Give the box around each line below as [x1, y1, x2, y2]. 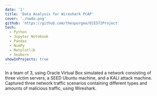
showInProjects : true [5, 57, 49, 62]
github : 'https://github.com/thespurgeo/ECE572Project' [5, 20, 120, 26]
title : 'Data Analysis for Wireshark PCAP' [5, 12, 94, 16]
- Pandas [9, 39, 27, 44]
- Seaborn [9, 52, 29, 57]
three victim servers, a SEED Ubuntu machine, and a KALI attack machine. [5, 75, 153, 81]
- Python [9, 30, 27, 34]
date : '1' [5, 7, 25, 12]
